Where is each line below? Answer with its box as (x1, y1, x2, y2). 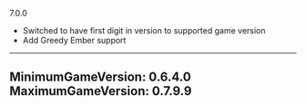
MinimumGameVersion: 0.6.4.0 (9, 70, 191, 85)
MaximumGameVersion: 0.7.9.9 (9, 83, 192, 99)
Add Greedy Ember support (22, 35, 127, 45)
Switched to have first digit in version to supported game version (22, 25, 266, 35)
